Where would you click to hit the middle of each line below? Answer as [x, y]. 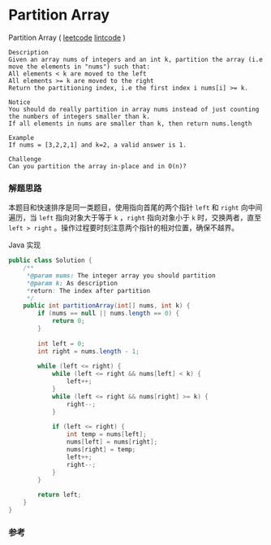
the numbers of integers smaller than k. [80, 116]
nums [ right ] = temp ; [101, 450]
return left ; [60, 495]
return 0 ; [68, 321]
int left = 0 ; [61, 343]
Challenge [25, 159]
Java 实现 [25, 245]
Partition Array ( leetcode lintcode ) [67, 37]
